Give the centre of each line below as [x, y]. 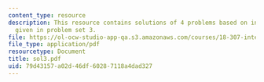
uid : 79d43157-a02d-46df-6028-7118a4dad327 [81, 66]
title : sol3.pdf [35, 59]
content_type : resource [47, 15]
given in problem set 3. [56, 30]
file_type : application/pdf [54, 45]
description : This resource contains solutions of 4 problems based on [128, 23]
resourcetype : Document [47, 52]
